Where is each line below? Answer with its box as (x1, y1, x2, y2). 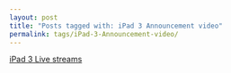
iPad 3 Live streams (9, 54, 83, 65)
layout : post (9, 12, 58, 22)
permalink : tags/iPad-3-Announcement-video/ (9, 29, 179, 38)
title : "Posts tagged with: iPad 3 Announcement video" (9, 21, 223, 30)
